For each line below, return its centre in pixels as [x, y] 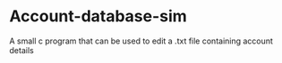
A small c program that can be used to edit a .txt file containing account [141, 41]
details [21, 50]
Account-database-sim [98, 16]
